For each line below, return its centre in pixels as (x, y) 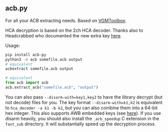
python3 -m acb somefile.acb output (44, 59)
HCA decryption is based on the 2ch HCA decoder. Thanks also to (74, 30)
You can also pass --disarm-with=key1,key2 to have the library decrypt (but (84, 97)
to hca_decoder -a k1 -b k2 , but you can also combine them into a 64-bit (81, 108)
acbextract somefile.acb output (39, 69)
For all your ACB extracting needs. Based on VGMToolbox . (66, 20)
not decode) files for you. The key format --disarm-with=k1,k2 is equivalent (84, 102)
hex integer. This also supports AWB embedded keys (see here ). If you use (83, 113)
